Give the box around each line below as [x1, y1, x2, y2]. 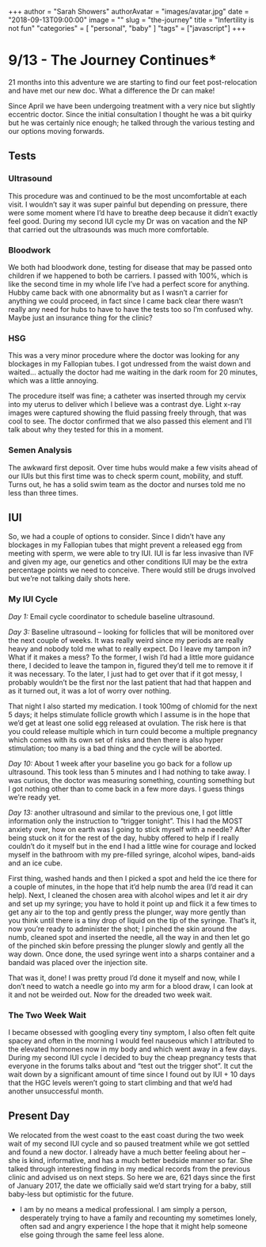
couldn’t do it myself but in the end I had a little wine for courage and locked [8, 841, 256, 850]
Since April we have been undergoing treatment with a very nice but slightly [8, 101, 256, 110]
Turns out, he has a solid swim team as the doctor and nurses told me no [8, 479, 245, 489]
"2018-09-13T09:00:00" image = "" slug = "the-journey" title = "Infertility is [8, 15, 255, 25]
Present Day [8, 1109, 70, 1123]
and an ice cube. [8, 858, 63, 868]
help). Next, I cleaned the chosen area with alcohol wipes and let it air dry [8, 890, 248, 899]
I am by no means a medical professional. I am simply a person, [19, 1204, 227, 1214]
